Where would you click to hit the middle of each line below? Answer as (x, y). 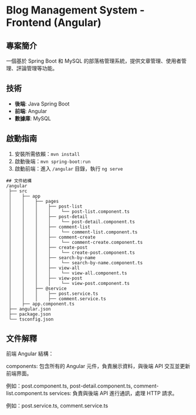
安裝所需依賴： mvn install (47, 154)
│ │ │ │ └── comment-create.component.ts (76, 242)
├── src (18, 191)
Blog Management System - (75, 10)
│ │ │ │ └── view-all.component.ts (68, 273)
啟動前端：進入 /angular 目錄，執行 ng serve (69, 168)
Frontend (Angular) (54, 23)
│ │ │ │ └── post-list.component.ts (69, 212)
